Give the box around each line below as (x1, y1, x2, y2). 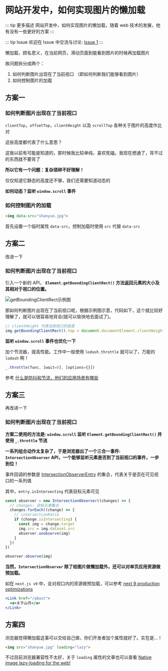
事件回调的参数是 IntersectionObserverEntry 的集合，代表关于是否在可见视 (5, 471, 159, 477)
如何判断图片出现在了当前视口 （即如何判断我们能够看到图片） (12, 71, 141, 77)
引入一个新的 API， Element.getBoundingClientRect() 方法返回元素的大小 (5, 280, 155, 286)
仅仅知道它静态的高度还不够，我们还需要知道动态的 (5, 177, 110, 183)
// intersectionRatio (14, 512, 59, 517)
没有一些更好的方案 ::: (9, 28, 54, 34)
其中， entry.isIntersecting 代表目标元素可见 (5, 488, 100, 494)
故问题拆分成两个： (5, 60, 45, 66)
